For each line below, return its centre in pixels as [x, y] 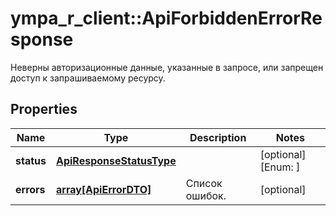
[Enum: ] [280, 167]
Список [204, 183]
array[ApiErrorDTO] [103, 189]
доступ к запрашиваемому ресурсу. [88, 78]
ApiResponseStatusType [116, 160]
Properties [44, 109]
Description [218, 137]
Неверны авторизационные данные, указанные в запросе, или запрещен [167, 67]
